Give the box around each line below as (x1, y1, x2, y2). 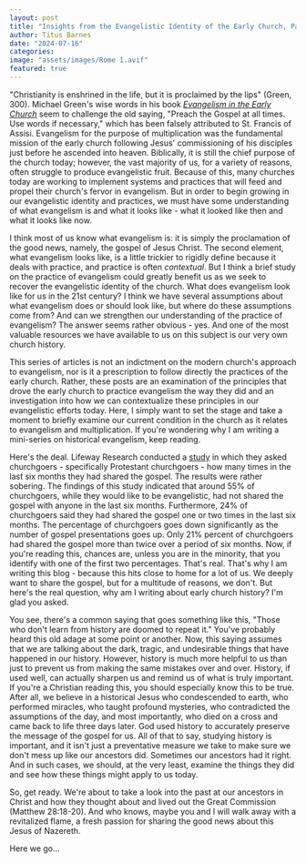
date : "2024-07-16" (9, 38, 84, 48)
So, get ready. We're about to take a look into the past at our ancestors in (9, 787, 284, 797)
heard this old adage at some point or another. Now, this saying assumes (9, 634, 282, 645)
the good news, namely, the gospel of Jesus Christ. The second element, (9, 242, 284, 253)
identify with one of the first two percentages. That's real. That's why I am (9, 557, 288, 569)
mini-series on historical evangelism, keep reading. (9, 433, 201, 444)
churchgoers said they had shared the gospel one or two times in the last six (9, 509, 297, 520)
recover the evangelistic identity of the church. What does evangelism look (9, 280, 291, 291)
